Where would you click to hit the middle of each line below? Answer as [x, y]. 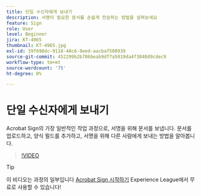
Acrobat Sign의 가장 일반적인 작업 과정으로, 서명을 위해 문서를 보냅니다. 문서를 [99, 128]
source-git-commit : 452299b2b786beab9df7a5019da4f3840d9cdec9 [86, 57]
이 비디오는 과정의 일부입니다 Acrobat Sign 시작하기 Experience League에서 [97, 180]
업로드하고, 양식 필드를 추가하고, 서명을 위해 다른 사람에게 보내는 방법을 [90, 136]
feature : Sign [24, 23]
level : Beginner [27, 34]
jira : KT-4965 [24, 40]
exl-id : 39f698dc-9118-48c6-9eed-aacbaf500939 [66, 51]
